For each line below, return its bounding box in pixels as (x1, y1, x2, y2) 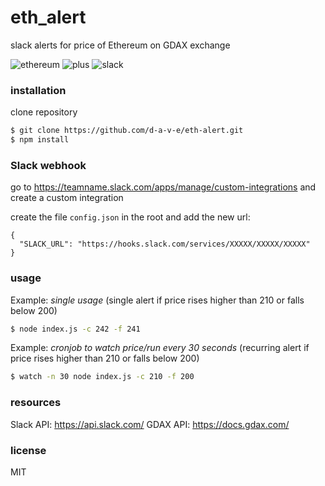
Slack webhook (10, 158, 87, 172)
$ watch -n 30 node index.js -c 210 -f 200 (10, 372, 195, 382)
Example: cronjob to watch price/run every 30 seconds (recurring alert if (10, 342, 310, 354)
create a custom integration (10, 192, 124, 204)
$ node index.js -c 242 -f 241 (10, 324, 141, 334)
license (10, 443, 47, 457)
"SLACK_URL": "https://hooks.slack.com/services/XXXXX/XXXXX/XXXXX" (19, 239, 311, 250)
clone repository (10, 106, 78, 118)
